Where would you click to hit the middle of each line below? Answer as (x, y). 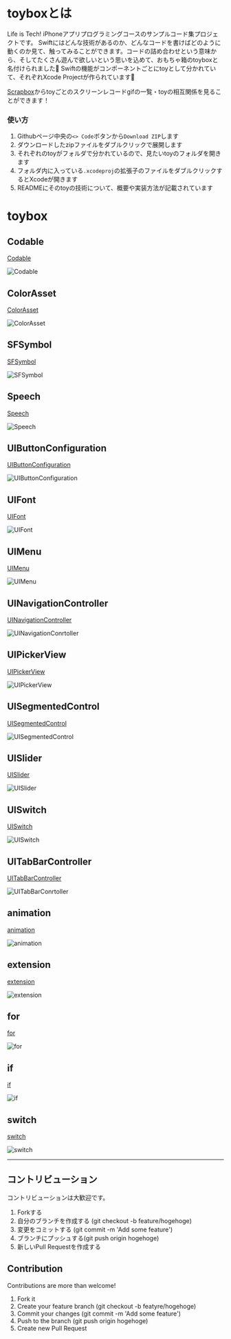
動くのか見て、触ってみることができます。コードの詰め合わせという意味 (109, 51)
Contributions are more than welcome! (62, 1285)
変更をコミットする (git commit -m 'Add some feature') (95, 1229)
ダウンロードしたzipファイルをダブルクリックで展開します (100, 145)
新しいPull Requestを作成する (59, 1247)
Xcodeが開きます (54, 179)
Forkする (30, 1212)
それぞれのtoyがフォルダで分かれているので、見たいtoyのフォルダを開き (119, 153)
